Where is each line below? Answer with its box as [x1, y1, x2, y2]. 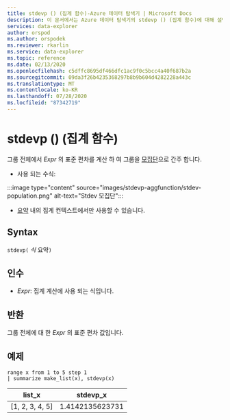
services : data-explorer [7, 23, 78, 30]
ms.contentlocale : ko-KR [7, 86, 78, 93]
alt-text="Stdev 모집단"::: [53, 191, 124, 200]
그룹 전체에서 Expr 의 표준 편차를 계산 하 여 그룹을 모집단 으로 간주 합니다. [7, 155, 202, 163]
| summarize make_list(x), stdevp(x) [7, 375, 115, 382]
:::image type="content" [7, 183, 75, 191]
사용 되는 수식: [16, 170, 56, 178]
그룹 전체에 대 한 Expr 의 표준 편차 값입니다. [7, 329, 124, 337]
